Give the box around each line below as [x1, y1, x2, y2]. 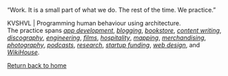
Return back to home [7, 62, 67, 69]
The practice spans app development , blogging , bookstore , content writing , [7, 27, 222, 34]
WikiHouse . [7, 48, 40, 56]
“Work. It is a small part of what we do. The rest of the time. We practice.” [7, 6, 216, 14]
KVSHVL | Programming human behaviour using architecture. [7, 19, 181, 27]
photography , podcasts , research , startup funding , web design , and [7, 41, 200, 49]
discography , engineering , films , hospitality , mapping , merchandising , [7, 34, 207, 42]
